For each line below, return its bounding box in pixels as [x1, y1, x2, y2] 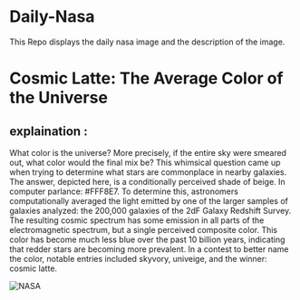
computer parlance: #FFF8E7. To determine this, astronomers [9, 186, 238, 197]
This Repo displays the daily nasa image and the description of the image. [9, 36, 285, 47]
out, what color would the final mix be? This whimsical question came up [9, 157, 281, 168]
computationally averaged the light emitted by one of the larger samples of [9, 195, 288, 206]
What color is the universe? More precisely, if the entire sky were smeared [9, 147, 287, 158]
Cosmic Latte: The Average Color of [9, 68, 284, 89]
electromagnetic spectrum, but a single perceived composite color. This [9, 224, 278, 235]
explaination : [9, 123, 88, 139]
